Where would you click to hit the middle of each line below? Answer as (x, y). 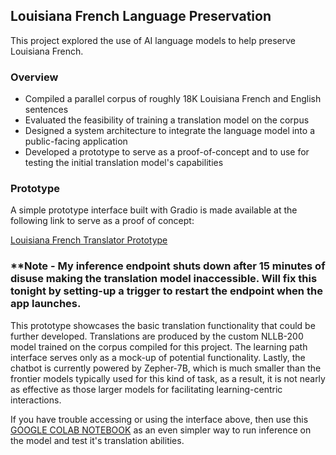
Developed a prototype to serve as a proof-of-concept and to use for (167, 152)
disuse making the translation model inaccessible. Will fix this (164, 279)
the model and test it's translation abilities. (97, 440)
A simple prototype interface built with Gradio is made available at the (154, 210)
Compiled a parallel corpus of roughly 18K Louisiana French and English (173, 99)
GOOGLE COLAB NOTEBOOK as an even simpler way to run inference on (161, 430)
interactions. (36, 400)
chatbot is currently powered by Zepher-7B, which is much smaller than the (166, 368)
